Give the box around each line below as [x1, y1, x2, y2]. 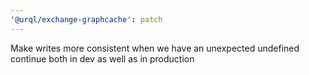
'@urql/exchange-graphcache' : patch [10, 14, 163, 25]
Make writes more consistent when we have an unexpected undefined [10, 42, 300, 54]
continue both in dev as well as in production [10, 52, 195, 65]
